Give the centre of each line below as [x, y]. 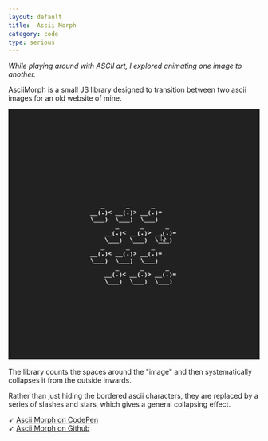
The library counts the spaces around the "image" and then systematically [130, 372]
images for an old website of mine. [65, 98]
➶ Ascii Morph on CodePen [53, 420]
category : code [33, 34]
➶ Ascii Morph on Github [49, 428]
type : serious [32, 42]
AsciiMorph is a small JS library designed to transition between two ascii [128, 90]
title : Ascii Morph [43, 25]
